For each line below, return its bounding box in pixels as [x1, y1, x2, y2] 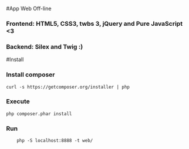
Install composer [6, 70, 55, 79]
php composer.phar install [6, 111, 72, 117]
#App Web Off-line [6, 5, 52, 12]
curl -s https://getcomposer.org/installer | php [6, 84, 130, 90]
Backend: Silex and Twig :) [6, 42, 83, 50]
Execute [6, 97, 31, 106]
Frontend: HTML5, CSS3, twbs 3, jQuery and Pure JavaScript [6, 19, 183, 28]
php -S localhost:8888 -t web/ [16, 138, 93, 144]
